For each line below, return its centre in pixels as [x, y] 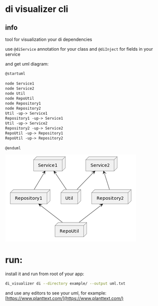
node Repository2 [23, 108]
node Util [15, 93]
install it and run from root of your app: [45, 274]
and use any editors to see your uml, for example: [56, 293]
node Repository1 [23, 103]
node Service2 [20, 88]
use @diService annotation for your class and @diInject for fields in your [79, 49]
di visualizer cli [37, 9]
